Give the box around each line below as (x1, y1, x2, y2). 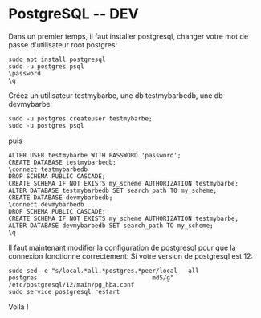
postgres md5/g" (8, 274, 174, 282)
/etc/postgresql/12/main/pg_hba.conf (8, 280, 135, 289)
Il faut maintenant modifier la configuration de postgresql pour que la (8, 243, 236, 252)
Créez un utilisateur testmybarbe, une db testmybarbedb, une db (8, 90, 223, 100)
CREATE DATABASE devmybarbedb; (8, 194, 113, 202)
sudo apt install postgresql (8, 55, 106, 63)
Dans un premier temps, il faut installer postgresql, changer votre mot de (8, 31, 249, 41)
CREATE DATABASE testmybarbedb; (8, 158, 116, 166)
